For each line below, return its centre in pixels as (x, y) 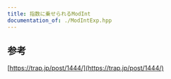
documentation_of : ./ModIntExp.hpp (60, 20)
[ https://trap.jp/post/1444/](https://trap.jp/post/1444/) (85, 68)
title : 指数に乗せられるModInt (49, 14)
